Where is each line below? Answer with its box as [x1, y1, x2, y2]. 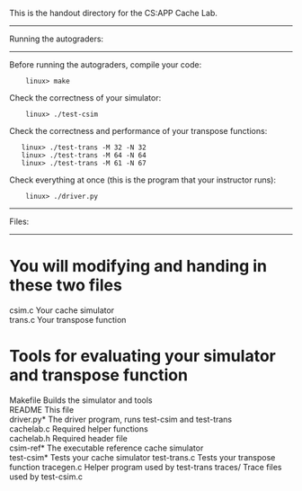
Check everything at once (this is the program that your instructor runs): [9, 174, 277, 185]
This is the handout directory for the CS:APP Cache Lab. [9, 8, 218, 18]
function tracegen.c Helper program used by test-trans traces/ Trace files [9, 461, 282, 472]
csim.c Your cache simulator [9, 305, 115, 316]
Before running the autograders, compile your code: [9, 59, 202, 70]
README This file [9, 404, 75, 415]
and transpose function [9, 365, 189, 386]
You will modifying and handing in [9, 256, 268, 277]
